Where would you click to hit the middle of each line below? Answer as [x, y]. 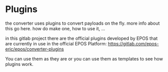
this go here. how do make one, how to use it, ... [55, 28]
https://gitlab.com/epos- [134, 43]
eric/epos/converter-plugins [35, 49]
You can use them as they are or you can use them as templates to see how [84, 58]
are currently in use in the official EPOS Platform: [56, 43]
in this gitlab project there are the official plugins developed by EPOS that [81, 38]
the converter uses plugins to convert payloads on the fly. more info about [83, 23]
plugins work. [19, 64]
